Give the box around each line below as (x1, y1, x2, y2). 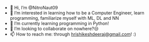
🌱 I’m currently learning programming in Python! (9, 20, 109, 26)
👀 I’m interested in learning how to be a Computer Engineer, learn (9, 10, 144, 16)
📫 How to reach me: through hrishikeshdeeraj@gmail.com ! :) (9, 31, 136, 37)
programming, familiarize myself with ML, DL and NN (9, 15, 119, 21)
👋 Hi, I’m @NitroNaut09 (9, 5, 58, 10)
